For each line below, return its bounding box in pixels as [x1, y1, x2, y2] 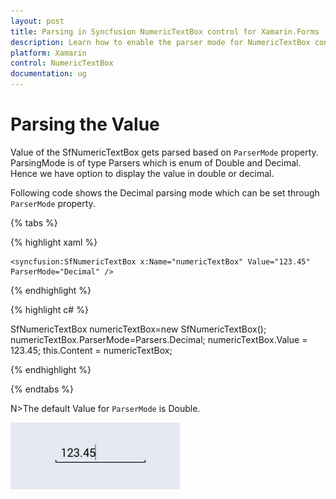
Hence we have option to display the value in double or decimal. [10, 167, 275, 179]
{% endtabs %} [10, 383, 74, 395]
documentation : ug [10, 69, 87, 79]
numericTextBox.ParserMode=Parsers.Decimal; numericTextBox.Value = [10, 333, 308, 345]
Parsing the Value [10, 113, 160, 136]
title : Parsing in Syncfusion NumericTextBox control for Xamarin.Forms [10, 26, 320, 37]
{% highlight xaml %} [10, 236, 98, 248]
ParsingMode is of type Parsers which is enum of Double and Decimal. [10, 156, 302, 169]
